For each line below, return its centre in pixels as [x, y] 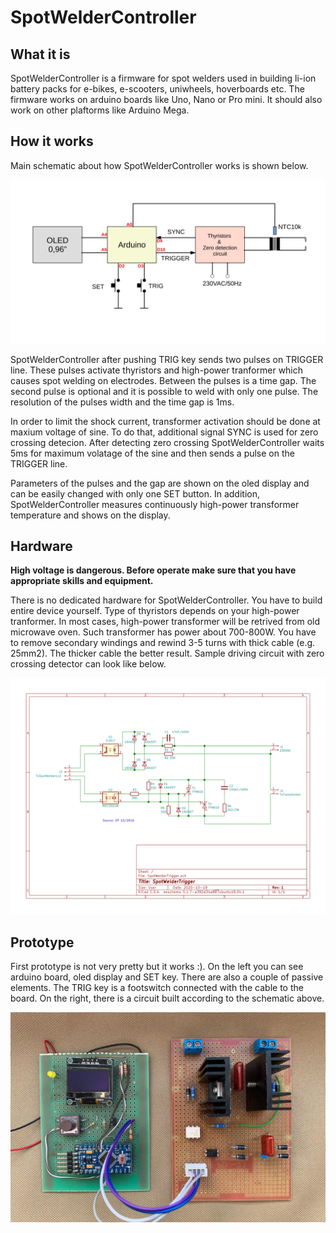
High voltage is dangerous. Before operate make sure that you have [153, 570]
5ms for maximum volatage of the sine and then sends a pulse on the [152, 453]
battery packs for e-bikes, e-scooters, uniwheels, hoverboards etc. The [157, 89]
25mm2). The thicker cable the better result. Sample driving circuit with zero [167, 653]
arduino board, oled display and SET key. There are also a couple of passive [167, 977]
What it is [40, 54]
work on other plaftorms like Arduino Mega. [100, 110]
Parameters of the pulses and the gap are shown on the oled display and [160, 483]
